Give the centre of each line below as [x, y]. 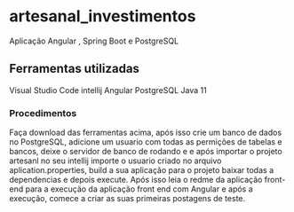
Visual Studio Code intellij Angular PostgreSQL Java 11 [108, 90]
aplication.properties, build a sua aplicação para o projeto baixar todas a [141, 170]
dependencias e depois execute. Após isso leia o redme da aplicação [136, 180]
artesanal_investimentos [103, 16]
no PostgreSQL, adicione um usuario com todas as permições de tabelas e [146, 142]
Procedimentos [43, 113]
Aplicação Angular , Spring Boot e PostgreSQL [94, 41]
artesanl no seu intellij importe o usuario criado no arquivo [115, 161]
